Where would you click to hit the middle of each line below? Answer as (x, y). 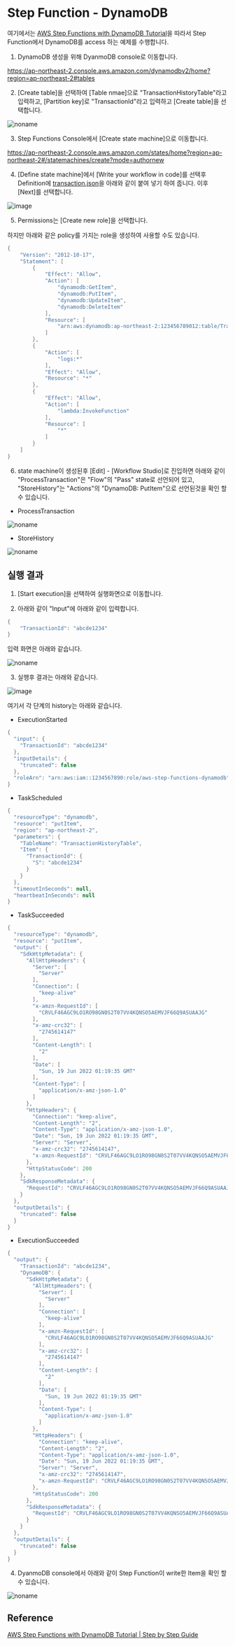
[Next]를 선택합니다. (45, 192)
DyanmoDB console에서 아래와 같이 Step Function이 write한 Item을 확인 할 (122, 1573)
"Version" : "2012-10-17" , (58, 255)
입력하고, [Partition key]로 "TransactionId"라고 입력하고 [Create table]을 (118, 101)
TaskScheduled (40, 798)
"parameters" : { (37, 837)
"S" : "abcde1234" (57, 863)
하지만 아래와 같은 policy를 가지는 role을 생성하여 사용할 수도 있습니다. (103, 235)
